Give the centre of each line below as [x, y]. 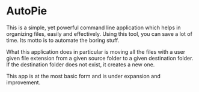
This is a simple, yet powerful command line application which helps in [94, 27]
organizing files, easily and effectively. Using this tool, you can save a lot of [99, 33]
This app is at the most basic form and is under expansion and [84, 76]
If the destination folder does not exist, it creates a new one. [81, 65]
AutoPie [26, 11]
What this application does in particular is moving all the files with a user [96, 51]
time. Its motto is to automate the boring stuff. [63, 40]
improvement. [23, 82]
